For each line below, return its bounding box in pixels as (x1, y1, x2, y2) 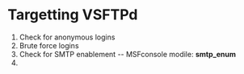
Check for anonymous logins (19, 32, 116, 42)
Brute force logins (19, 40, 79, 50)
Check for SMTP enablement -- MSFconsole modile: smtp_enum (19, 49, 236, 59)
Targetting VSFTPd (7, 6, 138, 24)
